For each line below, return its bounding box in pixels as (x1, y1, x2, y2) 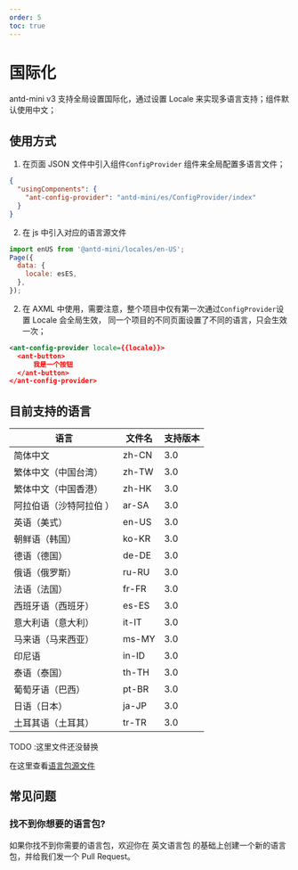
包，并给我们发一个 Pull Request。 (9, 850, 135, 861)
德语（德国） (13, 550, 68, 562)
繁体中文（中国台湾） (13, 466, 104, 479)
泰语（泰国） (13, 667, 68, 679)
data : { (17, 261, 46, 270)
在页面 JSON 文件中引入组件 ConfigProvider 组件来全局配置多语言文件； (21, 159, 286, 169)
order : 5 (9, 12, 42, 22)
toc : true (9, 21, 46, 30)
